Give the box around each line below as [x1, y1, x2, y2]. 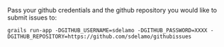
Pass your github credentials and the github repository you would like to [7, 6, 218, 14]
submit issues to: [7, 13, 57, 22]
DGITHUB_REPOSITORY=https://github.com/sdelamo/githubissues [7, 33, 192, 40]
